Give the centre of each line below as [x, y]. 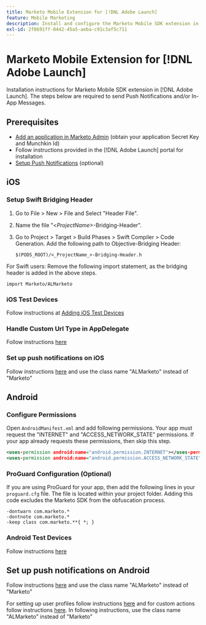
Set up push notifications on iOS [55, 358]
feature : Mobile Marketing [41, 18]
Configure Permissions [41, 414]
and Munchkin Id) [37, 143]
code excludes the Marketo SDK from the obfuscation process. [86, 500]
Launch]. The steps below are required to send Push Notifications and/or [98, 96]
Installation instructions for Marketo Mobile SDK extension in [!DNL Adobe [100, 90]
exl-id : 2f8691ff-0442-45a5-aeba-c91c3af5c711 [67, 29]
